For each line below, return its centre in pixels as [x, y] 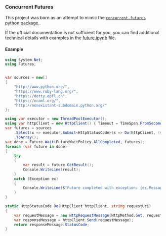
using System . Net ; [24, 60]
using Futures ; [21, 64]
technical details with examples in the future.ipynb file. [61, 38]
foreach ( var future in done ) [36, 147]
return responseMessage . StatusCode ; [52, 225]
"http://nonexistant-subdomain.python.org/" [61, 105]
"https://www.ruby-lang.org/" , [46, 91]
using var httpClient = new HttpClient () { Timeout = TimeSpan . [73, 123]
